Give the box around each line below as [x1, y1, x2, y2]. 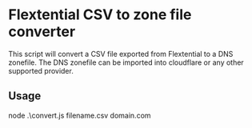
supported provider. [8, 66, 74, 75]
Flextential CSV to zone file [8, 6, 192, 24]
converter [8, 22, 76, 41]
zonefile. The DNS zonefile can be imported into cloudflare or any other [8, 58, 244, 67]
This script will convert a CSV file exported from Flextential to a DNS [8, 49, 234, 58]
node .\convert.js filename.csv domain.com [8, 110, 151, 120]
